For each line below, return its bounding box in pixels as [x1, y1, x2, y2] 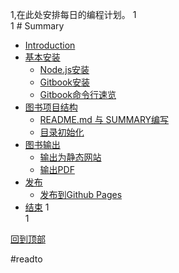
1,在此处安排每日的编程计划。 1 [10, 9, 137, 20]
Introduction [24, 39, 76, 51]
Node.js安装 [39, 64, 90, 75]
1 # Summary [10, 20, 65, 32]
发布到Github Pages [39, 189, 123, 200]
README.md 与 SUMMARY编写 [39, 114, 170, 125]
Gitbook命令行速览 [39, 89, 117, 100]
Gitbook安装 [39, 76, 91, 88]
